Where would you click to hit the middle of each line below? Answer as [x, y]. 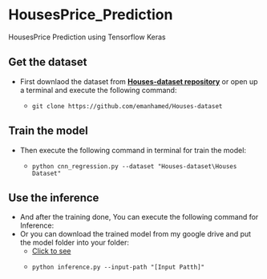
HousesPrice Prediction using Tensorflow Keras [87, 37]
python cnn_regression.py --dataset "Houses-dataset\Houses [134, 166]
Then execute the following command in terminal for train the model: [133, 150]
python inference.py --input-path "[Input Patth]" [118, 267]
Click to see [51, 251]
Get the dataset [48, 62]
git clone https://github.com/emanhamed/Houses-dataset [127, 106]
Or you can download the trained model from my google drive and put [135, 234]
